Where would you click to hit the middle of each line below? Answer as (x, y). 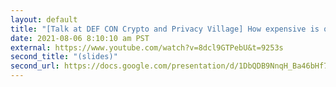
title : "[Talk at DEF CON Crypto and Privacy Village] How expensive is (165, 29)
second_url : (35, 66)
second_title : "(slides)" (64, 57)
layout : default (44, 19)
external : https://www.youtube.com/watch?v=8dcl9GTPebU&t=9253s (147, 47)
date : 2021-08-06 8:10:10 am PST (80, 38)
